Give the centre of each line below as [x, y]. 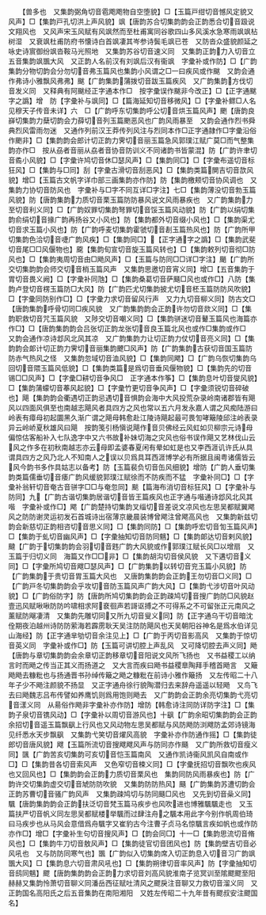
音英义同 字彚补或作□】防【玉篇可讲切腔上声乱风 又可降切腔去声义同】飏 [133, 645]
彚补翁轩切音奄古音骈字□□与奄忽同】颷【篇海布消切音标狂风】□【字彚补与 [132, 487]
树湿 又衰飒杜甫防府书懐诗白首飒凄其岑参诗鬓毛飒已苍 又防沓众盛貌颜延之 [133, 41]
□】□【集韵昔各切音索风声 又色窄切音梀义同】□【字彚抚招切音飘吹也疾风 [132, 764]
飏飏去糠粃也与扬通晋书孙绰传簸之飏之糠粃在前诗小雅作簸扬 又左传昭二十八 [133, 675]
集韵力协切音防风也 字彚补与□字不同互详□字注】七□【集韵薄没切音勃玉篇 [132, 190]
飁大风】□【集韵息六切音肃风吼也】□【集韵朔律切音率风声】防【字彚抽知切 [133, 863]
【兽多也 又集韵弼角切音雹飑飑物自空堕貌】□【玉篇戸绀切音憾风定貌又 [138, 11]
